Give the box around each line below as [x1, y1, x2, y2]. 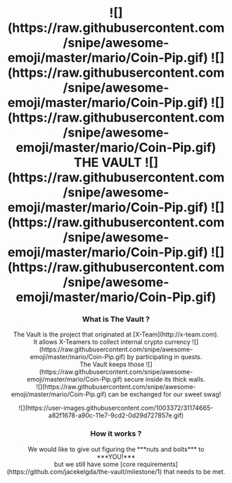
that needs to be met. [163, 467, 226, 476]
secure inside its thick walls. [124, 375, 205, 384]
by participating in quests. [127, 353, 202, 361]
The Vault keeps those [79, 360, 145, 369]
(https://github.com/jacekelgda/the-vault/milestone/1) [6, 467, 162, 476]
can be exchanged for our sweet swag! [108, 390, 221, 399]
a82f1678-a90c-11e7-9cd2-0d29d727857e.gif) [48, 411, 184, 420]
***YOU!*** [96, 452, 136, 460]
